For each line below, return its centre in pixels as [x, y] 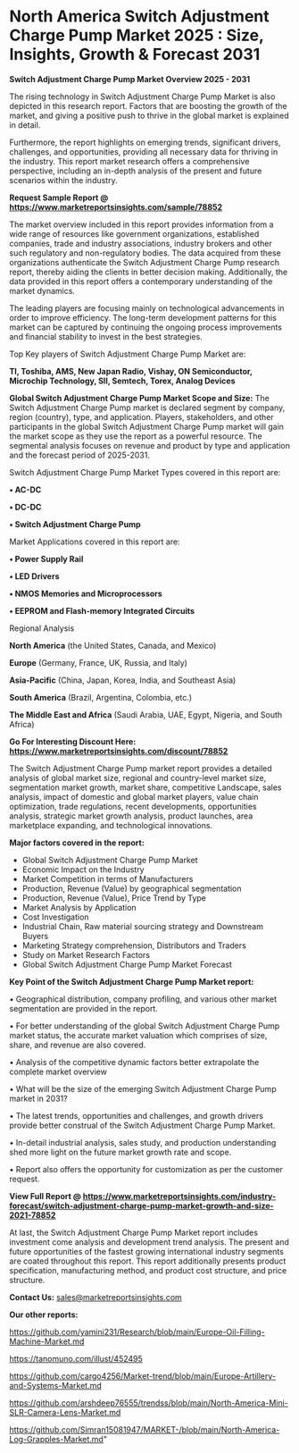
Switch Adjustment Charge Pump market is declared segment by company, [147, 407]
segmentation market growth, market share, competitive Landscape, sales [145, 787]
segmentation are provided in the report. [83, 1008]
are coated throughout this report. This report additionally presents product [148, 1261]
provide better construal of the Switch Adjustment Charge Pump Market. [142, 1125]
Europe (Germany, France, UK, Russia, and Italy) [98, 662]
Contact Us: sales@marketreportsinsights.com [96, 1297]
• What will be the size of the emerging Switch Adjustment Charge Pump [143, 1088]
